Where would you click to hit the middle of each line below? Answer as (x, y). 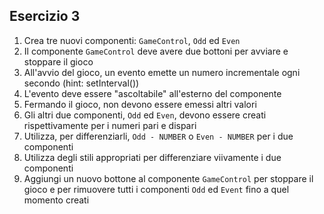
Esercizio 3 (45, 16)
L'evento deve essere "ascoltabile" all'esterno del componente (152, 93)
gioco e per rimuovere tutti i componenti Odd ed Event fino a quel (156, 189)
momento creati (56, 200)
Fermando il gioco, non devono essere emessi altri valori (140, 104)
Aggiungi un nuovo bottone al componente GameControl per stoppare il (168, 178)
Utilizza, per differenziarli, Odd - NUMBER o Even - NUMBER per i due (158, 136)
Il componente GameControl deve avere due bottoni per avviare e (156, 51)
